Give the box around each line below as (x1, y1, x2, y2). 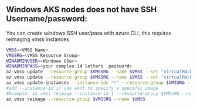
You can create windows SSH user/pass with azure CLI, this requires (6, 29, 172, 36)
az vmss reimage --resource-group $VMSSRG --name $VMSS (6, 96, 145, 102)
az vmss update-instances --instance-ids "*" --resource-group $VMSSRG (6, 80, 185, 86)
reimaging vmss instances (6, 35, 69, 43)
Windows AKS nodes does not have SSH (6, 5, 157, 15)
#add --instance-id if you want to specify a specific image (6, 85, 159, 91)
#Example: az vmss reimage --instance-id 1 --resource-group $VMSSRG (6, 90, 180, 96)
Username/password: (6, 14, 88, 24)
